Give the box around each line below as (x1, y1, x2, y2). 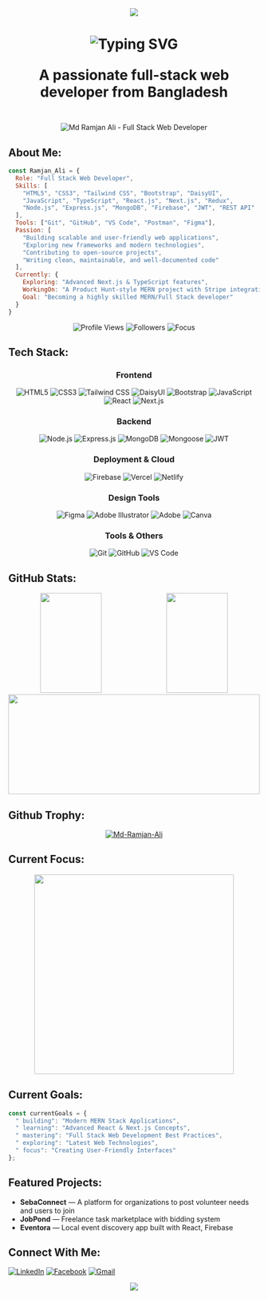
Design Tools (108, 492, 160, 503)
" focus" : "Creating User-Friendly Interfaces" (15, 1147, 177, 1154)
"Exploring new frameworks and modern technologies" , (22, 241, 205, 249)
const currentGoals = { (8, 1109, 88, 1117)
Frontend (116, 369, 152, 380)
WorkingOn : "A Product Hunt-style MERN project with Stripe (22, 286, 227, 294)
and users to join (19, 1206, 76, 1215)
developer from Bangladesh (39, 83, 229, 101)
